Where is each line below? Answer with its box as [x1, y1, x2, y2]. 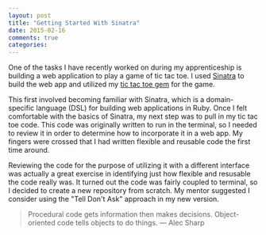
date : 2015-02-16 [8, 26, 66, 34]
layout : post [8, 11, 52, 20]
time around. [8, 146, 50, 155]
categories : [8, 41, 48, 49]
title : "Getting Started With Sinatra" [8, 19, 141, 27]
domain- [206, 95, 234, 104]
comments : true [8, 33, 59, 42]
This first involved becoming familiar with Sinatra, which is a [8, 95, 205, 104]
